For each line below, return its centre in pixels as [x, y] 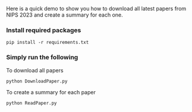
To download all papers [35, 70]
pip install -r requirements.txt [48, 43]
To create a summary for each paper [51, 92]
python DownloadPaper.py [37, 81]
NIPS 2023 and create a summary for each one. [64, 15]
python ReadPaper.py [32, 103]
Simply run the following [42, 57]
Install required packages [44, 30]
